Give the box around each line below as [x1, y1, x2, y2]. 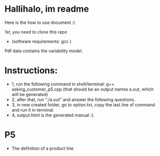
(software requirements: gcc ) [11, 38, 71, 44]
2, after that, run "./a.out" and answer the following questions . [11, 97, 137, 102]
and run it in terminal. [11, 107, 54, 113]
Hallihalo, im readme [4, 3, 89, 15]
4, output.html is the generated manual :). [11, 112, 95, 118]
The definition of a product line [11, 145, 74, 151]
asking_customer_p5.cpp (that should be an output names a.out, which [11, 86, 154, 92]
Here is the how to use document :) [4, 19, 75, 25]
